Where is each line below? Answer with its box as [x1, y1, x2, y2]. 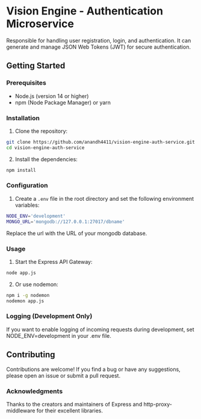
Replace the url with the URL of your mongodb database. [6, 230, 147, 237]
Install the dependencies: [14, 155, 78, 163]
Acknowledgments [6, 387, 63, 395]
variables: [14, 201, 40, 209]
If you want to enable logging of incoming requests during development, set [6, 326, 194, 333]
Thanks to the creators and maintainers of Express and [6, 400, 143, 408]
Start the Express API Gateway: [14, 258, 93, 265]
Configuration [6, 182, 48, 190]
